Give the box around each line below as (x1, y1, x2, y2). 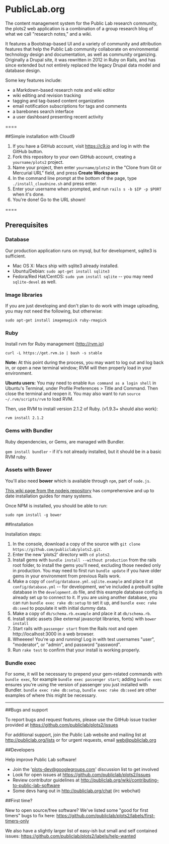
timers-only (5, 818, 29, 824)
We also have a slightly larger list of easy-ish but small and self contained (5, 828, 157, 834)
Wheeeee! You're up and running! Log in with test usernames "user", (12, 636, 155, 642)
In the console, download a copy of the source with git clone (12, 541, 141, 547)
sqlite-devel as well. (12, 279, 57, 285)
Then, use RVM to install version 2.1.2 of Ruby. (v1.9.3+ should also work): (5, 406, 158, 412)
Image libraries (5, 291, 43, 298)
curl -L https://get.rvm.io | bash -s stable (5, 351, 102, 356)
